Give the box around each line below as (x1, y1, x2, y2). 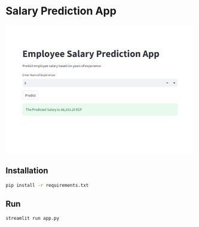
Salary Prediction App (5, 4, 117, 18)
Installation (5, 166, 48, 176)
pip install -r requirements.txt (5, 182, 89, 188)
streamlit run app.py (5, 216, 60, 222)
